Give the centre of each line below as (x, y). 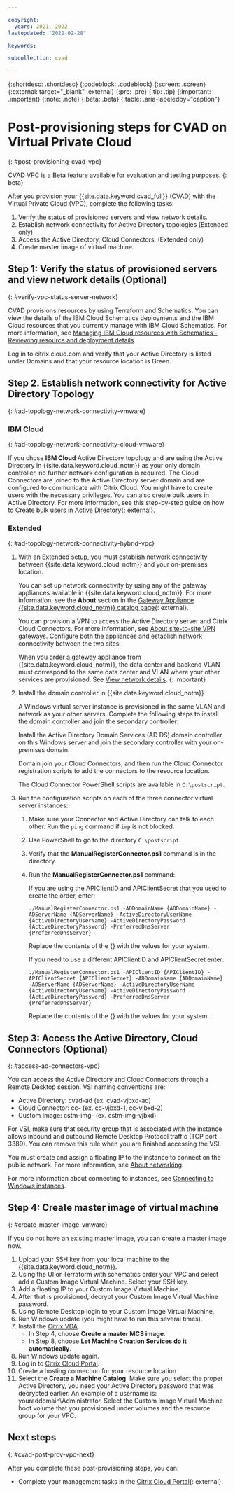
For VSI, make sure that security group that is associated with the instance (115, 1129)
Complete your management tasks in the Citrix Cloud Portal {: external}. (120, 1481)
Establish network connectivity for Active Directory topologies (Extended (123, 225)
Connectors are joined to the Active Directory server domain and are (107, 480)
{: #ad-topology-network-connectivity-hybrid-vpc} (81, 543)
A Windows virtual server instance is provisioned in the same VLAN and (121, 707)
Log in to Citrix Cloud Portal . (59, 1363)
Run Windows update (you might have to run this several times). (110, 1319)
